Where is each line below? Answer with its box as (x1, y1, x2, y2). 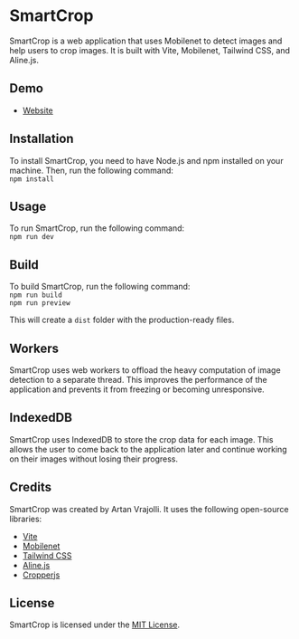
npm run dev (9, 233, 54, 242)
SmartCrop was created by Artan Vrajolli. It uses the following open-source (9, 503, 289, 514)
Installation (9, 131, 74, 147)
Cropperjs (22, 569, 61, 580)
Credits (9, 480, 52, 495)
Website (22, 105, 54, 116)
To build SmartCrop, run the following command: (9, 281, 191, 292)
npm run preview (9, 299, 70, 308)
